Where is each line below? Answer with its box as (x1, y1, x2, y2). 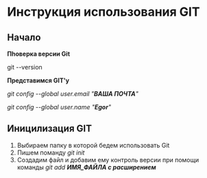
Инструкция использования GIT (7, 4, 200, 20)
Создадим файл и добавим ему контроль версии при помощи (16, 155, 199, 164)
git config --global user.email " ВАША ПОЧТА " (7, 90, 139, 98)
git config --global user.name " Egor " (7, 103, 112, 111)
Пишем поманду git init (16, 148, 85, 157)
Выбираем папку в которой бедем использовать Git (16, 141, 170, 149)
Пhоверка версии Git (7, 49, 71, 58)
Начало (7, 32, 41, 43)
